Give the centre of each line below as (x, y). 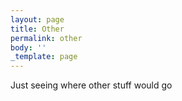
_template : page (44, 57)
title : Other (37, 29)
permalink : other (46, 38)
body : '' (28, 47)
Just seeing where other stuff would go (91, 85)
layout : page (37, 19)
